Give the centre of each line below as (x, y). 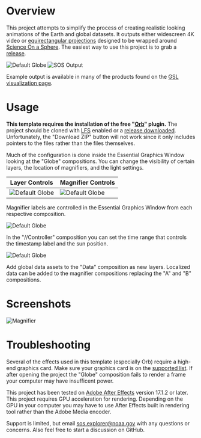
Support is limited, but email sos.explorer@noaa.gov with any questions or (98, 423)
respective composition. (36, 214)
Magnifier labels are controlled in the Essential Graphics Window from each (99, 207)
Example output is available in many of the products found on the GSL (92, 76)
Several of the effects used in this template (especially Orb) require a (91, 362)
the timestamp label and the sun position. (57, 243)
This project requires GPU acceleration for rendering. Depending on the (94, 399)
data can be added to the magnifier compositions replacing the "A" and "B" (99, 273)
